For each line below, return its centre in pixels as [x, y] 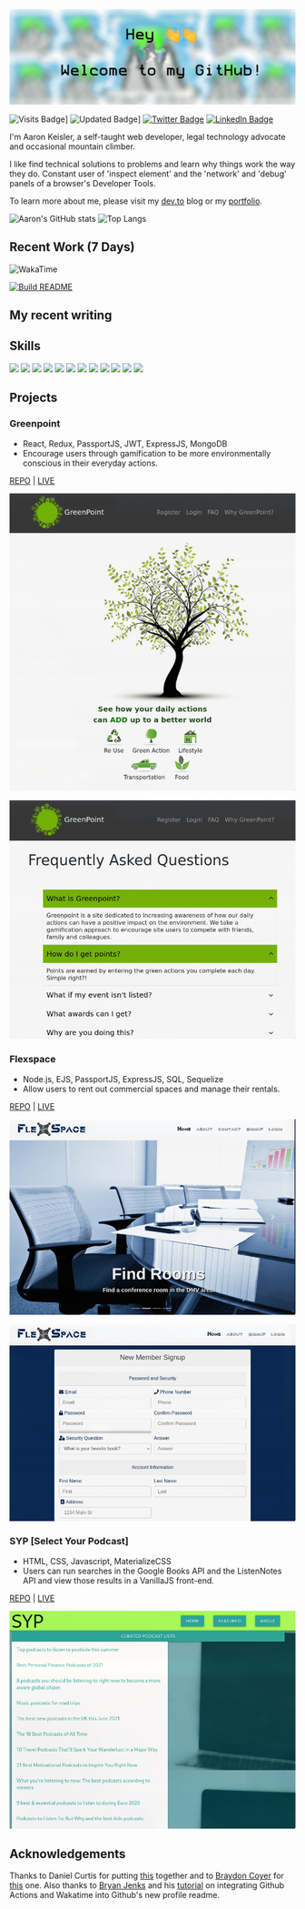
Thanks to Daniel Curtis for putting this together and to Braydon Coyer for [147, 1876]
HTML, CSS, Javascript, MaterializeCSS [97, 1561]
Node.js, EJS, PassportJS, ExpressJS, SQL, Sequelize [123, 1079]
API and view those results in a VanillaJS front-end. [118, 1580]
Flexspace [33, 1060]
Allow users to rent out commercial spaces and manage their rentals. [151, 1089]
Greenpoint [35, 424]
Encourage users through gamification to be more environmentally [147, 453]
